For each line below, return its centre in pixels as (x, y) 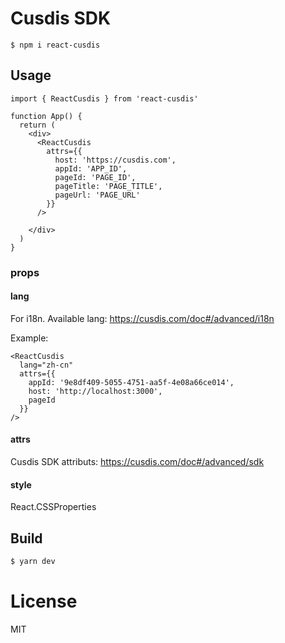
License (44, 601)
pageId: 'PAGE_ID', (95, 177)
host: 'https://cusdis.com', (115, 160)
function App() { (46, 116)
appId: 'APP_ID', (91, 168)
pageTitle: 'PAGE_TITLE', (108, 186)
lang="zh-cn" (46, 365)
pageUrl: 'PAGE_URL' (97, 195)
